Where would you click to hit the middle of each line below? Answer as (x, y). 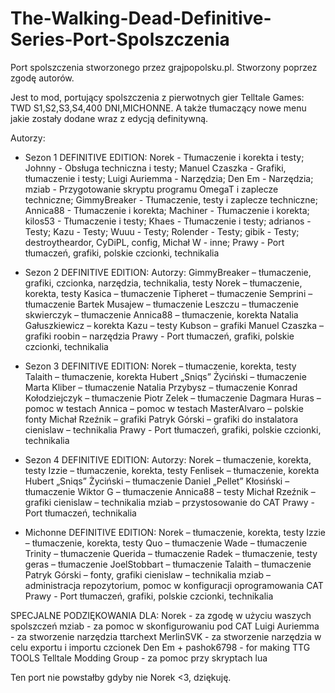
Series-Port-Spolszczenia (120, 39)
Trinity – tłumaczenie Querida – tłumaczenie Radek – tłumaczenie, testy (171, 553)
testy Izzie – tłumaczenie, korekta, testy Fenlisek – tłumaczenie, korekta (172, 470)
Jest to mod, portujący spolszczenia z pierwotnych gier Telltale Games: (157, 97)
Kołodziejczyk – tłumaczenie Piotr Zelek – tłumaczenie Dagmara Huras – (173, 398)
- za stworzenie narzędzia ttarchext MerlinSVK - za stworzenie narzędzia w (166, 636)
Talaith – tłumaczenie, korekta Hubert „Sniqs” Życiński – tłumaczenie (165, 376)
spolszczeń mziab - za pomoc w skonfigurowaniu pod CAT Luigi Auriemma (165, 626)
